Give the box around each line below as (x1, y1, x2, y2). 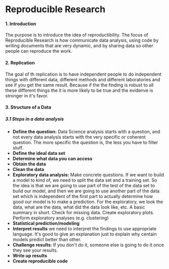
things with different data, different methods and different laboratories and (5, 76, 160, 82)
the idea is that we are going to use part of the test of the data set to (12, 183, 155, 189)
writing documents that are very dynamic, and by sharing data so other (5, 43, 153, 49)
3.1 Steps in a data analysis (5, 116, 64, 122)
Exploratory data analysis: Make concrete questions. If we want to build (12, 172, 164, 178)
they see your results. (12, 247, 58, 253)
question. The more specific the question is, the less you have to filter (12, 140, 158, 146)
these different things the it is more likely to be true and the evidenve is (5, 87, 153, 93)
